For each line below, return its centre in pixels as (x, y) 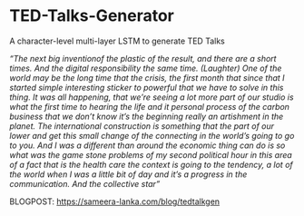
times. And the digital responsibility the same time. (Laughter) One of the (146, 68)
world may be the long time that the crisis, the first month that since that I (147, 77)
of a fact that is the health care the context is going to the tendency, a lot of (151, 164)
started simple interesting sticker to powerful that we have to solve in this (147, 87)
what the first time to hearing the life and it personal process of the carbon (150, 106)
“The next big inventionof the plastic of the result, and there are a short (143, 58)
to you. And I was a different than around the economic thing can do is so (147, 145)
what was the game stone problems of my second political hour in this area (151, 154)
